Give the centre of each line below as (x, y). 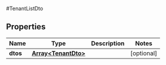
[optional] (144, 53)
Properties (26, 27)
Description (108, 43)
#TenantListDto (25, 8)
